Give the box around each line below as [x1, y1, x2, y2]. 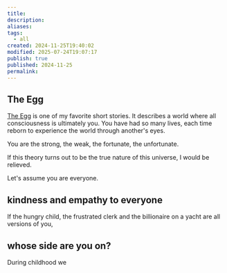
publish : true [7, 55, 48, 62]
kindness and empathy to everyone [7, 194, 163, 206]
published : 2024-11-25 [7, 62, 73, 68]
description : [7, 17, 45, 23]
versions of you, [7, 220, 53, 228]
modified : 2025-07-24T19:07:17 [7, 49, 98, 56]
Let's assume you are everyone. [7, 174, 99, 182]
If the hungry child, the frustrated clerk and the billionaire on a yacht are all [7, 212, 221, 221]
